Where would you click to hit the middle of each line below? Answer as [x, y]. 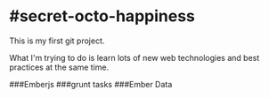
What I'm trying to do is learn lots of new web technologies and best [134, 57]
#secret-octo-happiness [102, 16]
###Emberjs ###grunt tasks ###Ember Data [91, 84]
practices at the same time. [59, 67]
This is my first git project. [57, 41]
